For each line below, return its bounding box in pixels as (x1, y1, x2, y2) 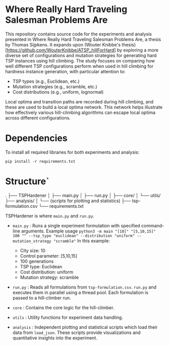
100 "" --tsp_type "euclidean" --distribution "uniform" (12, 233, 135, 238)
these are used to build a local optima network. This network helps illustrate (5, 104, 163, 110)
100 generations (20, 258, 54, 264)
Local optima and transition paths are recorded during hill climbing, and (5, 98, 154, 104)
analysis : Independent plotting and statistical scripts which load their (12, 324, 158, 330)
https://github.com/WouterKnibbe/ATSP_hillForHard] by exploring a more (7, 47, 159, 53)
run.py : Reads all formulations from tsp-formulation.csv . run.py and (12, 284, 156, 290)
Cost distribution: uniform (20, 269, 74, 275)
